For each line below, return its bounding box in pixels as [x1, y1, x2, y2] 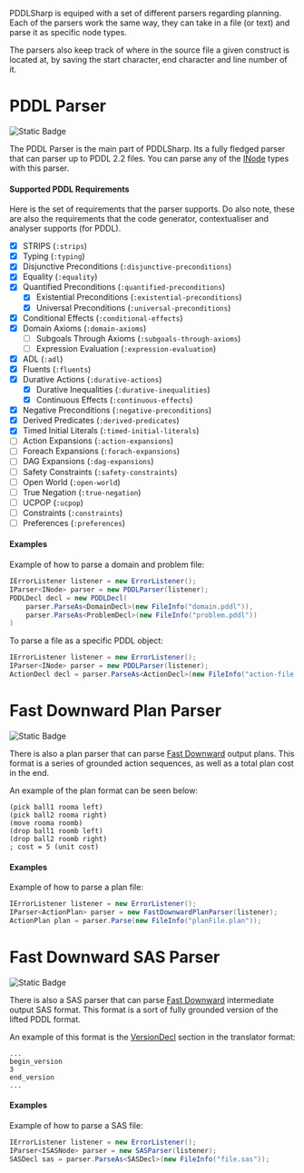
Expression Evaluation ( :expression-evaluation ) [35, 343, 217, 353]
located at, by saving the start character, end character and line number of [9, 55, 288, 65]
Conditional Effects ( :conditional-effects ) [22, 313, 183, 323]
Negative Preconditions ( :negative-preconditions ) [22, 404, 212, 416]
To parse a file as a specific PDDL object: [9, 635, 163, 646]
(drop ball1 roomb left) [9, 826, 103, 835]
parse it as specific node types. [9, 27, 127, 37]
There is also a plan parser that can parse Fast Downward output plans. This [9, 748, 295, 759]
